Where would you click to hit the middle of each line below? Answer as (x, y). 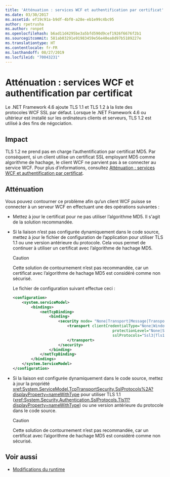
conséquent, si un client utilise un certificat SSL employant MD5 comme (80, 157)
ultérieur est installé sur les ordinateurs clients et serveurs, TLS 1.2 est (78, 118)
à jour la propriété (31, 384)
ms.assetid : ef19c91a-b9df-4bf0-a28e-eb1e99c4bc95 (60, 19)
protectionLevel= (131, 331)
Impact (16, 139)
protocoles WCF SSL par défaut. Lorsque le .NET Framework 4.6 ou (76, 113)
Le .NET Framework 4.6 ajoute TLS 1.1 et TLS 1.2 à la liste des (69, 107)
